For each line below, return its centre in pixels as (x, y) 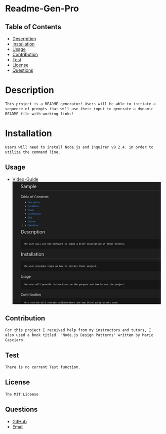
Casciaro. (15, 340)
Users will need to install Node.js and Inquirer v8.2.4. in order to (79, 147)
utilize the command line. (33, 152)
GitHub (20, 421)
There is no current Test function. (43, 367)
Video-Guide (25, 179)
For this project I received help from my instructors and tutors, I (78, 330)
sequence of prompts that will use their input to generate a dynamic (79, 109)
